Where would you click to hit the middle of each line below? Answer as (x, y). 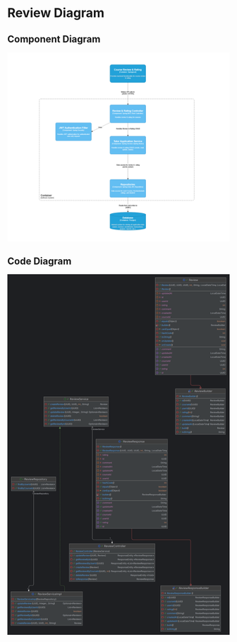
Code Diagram (39, 261)
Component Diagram (54, 39)
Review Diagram (56, 13)
